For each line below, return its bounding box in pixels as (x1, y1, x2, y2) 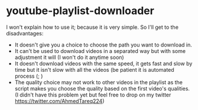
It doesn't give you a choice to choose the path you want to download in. (14, 41, 192, 48)
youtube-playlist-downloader (6, 4, 155, 18)
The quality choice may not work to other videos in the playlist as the (14, 78, 183, 86)
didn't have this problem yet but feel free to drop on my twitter (20, 91, 171, 98)
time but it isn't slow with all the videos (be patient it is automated (14, 66, 174, 73)
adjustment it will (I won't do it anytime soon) (14, 54, 124, 61)
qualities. (167, 85, 190, 92)
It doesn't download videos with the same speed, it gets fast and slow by (14, 60, 193, 67)
